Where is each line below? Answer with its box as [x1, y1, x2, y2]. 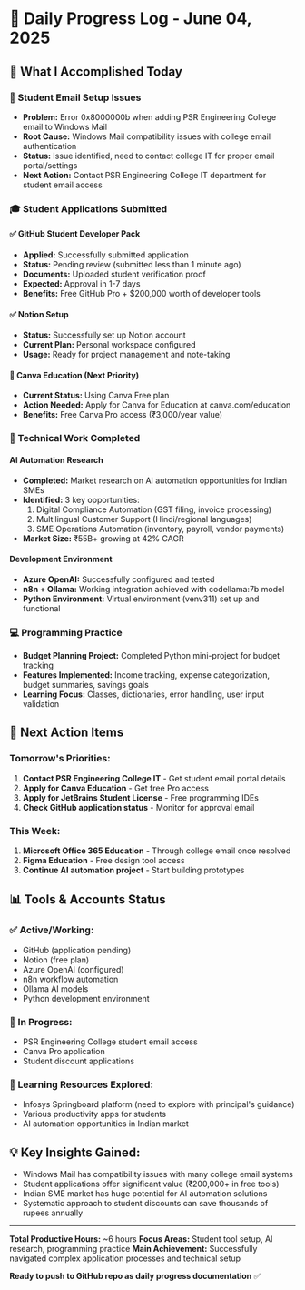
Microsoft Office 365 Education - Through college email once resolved [22, 845, 291, 856]
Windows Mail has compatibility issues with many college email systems [22, 1169, 293, 1180]
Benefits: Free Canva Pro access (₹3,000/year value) [22, 409, 223, 420]
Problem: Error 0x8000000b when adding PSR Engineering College [22, 111, 277, 122]
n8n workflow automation [22, 973, 119, 984]
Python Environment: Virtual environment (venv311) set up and [22, 593, 260, 604]
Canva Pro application [22, 1046, 106, 1056]
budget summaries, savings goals [22, 680, 150, 690]
